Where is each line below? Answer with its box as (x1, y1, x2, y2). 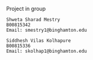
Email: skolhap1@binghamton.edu (6, 48, 87, 54)
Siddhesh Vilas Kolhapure (6, 38, 71, 44)
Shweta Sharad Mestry (6, 17, 61, 23)
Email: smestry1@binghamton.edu (6, 27, 87, 33)
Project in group (6, 5, 46, 12)
